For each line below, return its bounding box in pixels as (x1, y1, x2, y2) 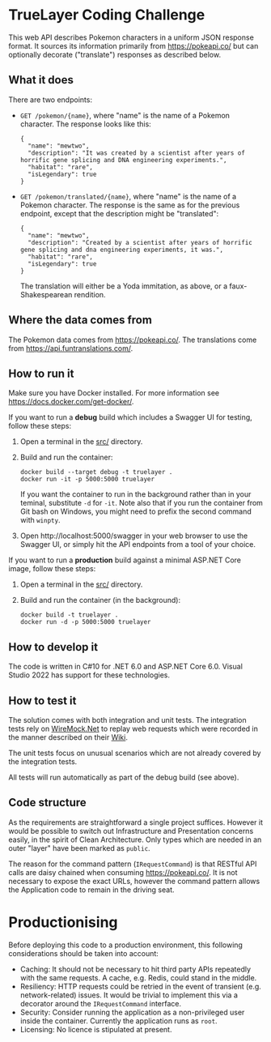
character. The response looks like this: (19, 119, 151, 129)
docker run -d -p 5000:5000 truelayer (19, 618, 151, 626)
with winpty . (19, 515, 61, 525)
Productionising (8, 913, 119, 931)
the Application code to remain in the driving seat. (8, 885, 176, 895)
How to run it (8, 366, 74, 380)
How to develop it (8, 640, 99, 654)
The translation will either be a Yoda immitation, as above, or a (19, 281, 228, 291)
